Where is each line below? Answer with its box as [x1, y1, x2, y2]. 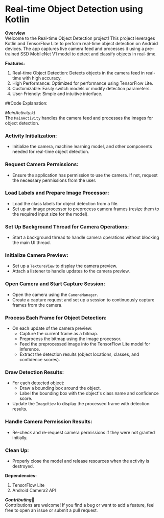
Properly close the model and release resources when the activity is [12, 458, 149, 464]
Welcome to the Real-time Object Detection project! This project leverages [5, 35, 155, 41]
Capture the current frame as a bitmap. [19, 331, 98, 337]
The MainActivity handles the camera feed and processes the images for [5, 115, 153, 121]
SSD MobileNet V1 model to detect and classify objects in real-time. [20, 50, 157, 57]
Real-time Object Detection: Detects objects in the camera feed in [12, 70, 145, 75]
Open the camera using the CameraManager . [12, 292, 98, 297]
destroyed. [12, 463, 34, 469]
